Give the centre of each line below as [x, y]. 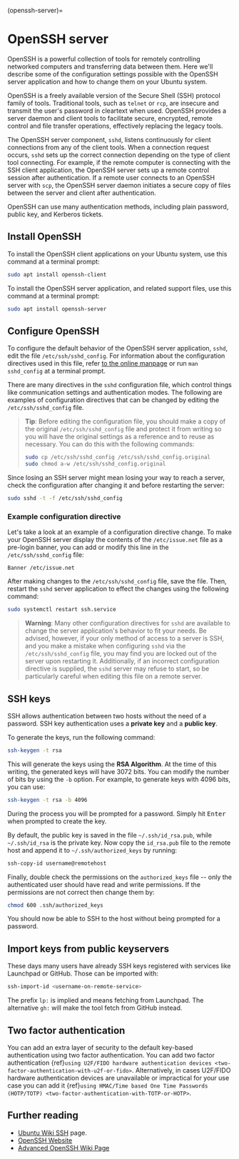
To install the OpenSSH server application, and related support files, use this [119, 288]
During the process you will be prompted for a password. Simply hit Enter [117, 813]
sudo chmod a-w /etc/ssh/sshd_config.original [95, 464]
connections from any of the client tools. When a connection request [108, 147]
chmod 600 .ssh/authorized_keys [55, 905]
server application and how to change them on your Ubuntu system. [107, 81]
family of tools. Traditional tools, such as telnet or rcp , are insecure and [113, 103]
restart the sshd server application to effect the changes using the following [118, 589]
